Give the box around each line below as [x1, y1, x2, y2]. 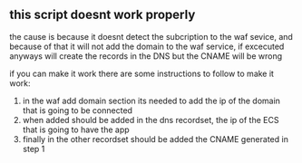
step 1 [22, 143, 45, 154]
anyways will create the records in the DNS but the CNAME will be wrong [9, 50, 283, 62]
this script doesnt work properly [9, 7, 196, 23]
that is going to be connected [22, 104, 133, 116]
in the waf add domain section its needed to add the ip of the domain [22, 95, 281, 106]
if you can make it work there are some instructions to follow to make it [9, 68, 275, 79]
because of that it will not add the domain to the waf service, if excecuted [9, 41, 285, 52]
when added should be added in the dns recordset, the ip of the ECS [22, 114, 279, 125]
